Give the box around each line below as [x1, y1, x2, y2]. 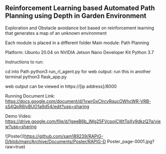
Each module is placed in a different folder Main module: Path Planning [5, 40, 149, 46]
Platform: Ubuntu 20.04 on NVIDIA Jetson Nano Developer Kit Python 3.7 [5, 49, 154, 55]
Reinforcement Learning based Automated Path [5, 4, 155, 12]
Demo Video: [5, 113, 32, 119]
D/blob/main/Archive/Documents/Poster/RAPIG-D [5, 138, 106, 144]
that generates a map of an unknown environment [5, 30, 107, 36]
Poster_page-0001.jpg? [107, 138, 155, 144]
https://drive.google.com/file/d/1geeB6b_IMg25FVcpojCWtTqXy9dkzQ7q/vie [5, 118, 161, 124]
